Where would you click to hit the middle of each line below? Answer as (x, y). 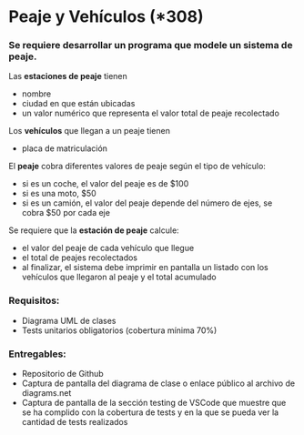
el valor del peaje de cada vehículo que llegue (108, 248)
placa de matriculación (65, 148)
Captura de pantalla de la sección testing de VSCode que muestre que (154, 403)
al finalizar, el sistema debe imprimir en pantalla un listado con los (145, 268)
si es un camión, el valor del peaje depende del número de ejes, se (147, 203)
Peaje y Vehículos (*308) (106, 17)
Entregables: (38, 354)
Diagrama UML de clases (69, 320)
